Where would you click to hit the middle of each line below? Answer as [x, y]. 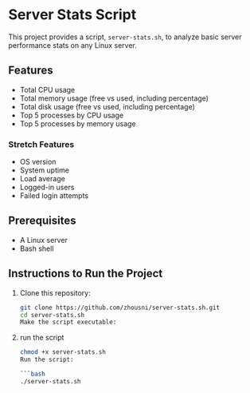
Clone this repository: [55, 292]
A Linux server [43, 240]
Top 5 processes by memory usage [78, 123]
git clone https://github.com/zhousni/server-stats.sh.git [120, 308]
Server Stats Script [72, 15]
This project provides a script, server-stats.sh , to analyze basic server [125, 37]
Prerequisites [42, 221]
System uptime [45, 170]
